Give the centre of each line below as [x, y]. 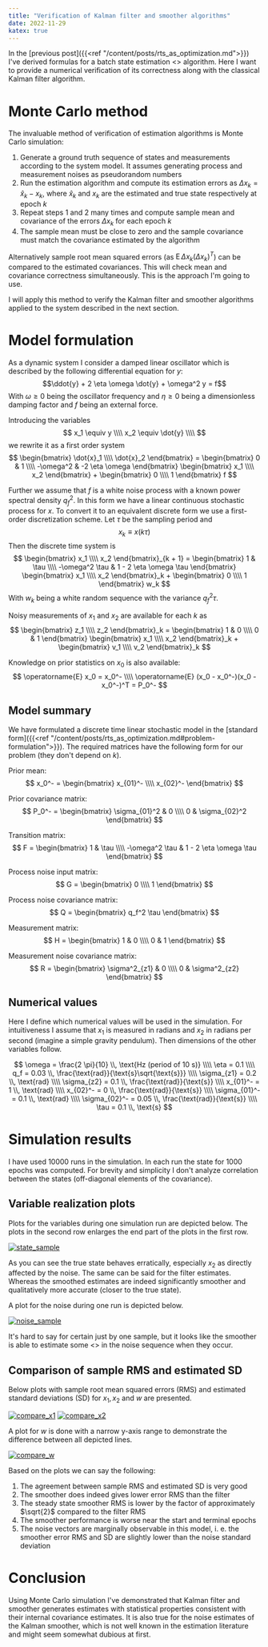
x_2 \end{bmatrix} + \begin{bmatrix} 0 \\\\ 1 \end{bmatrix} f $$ [134, 475]
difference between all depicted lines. [70, 1440]
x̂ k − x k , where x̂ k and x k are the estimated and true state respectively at [138, 195]
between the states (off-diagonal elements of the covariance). [111, 1178]
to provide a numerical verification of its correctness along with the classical [134, 70]
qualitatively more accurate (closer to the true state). [95, 1290]
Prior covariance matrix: [48, 799]
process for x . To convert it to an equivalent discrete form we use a [119, 510]
